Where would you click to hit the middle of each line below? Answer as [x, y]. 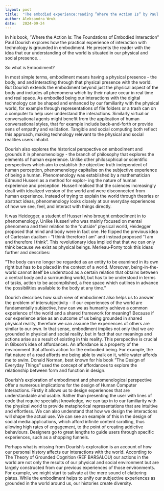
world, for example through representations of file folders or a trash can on [81, 108]
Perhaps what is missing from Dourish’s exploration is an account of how [78, 447]
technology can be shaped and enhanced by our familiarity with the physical [82, 103]
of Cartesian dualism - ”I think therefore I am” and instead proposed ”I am [79, 237]
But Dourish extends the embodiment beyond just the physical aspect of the [82, 88]
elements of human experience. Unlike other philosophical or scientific [76, 159]
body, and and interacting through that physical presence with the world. [78, 82]
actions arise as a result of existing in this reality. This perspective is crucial [81, 339]
